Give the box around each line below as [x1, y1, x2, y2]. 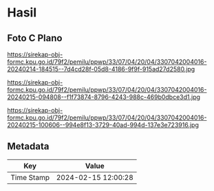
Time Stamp [10, 172, 50, 182]
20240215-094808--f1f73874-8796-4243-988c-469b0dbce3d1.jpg [7, 93, 201, 101]
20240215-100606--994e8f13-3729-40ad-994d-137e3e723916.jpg [7, 121, 200, 128]
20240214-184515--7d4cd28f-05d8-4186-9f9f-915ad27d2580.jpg [7, 65, 195, 73]
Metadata [7, 141, 50, 153]
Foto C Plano [7, 32, 63, 44]
